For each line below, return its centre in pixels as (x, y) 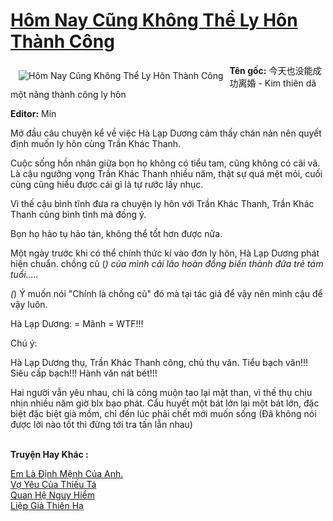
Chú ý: (24, 343)
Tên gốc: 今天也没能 (271, 70)
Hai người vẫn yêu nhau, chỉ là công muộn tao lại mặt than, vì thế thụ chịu (161, 392)
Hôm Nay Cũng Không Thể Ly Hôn (154, 20)
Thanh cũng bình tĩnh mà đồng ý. (78, 214)
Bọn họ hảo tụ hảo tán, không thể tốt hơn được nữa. (116, 233)
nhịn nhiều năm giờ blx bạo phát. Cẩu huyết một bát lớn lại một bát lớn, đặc (165, 403)
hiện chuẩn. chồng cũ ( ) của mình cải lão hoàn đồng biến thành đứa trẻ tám (167, 263)
